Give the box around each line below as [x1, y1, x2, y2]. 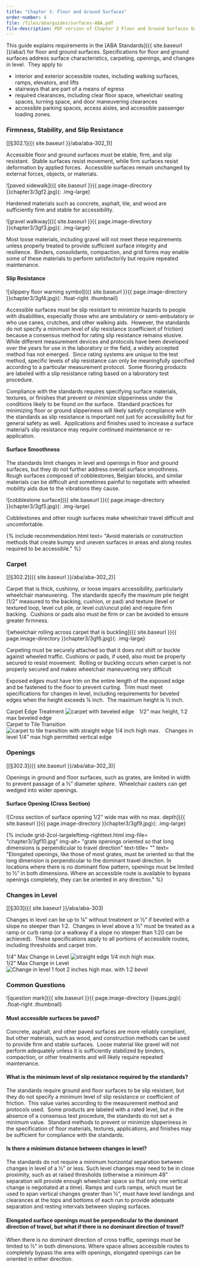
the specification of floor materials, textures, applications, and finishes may [6, 1124, 192, 1132]
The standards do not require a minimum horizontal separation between [6, 1158, 184, 1165]
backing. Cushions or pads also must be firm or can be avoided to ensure [6, 610, 189, 618]
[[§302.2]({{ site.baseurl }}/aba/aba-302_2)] [6, 573, 115, 581]
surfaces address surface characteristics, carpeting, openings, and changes [6, 55, 195, 62]
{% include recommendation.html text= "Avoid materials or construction [6, 532, 184, 539]
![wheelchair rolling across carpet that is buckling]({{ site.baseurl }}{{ [6, 628, 177, 636]
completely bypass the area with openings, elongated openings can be [6, 1249, 181, 1256]
